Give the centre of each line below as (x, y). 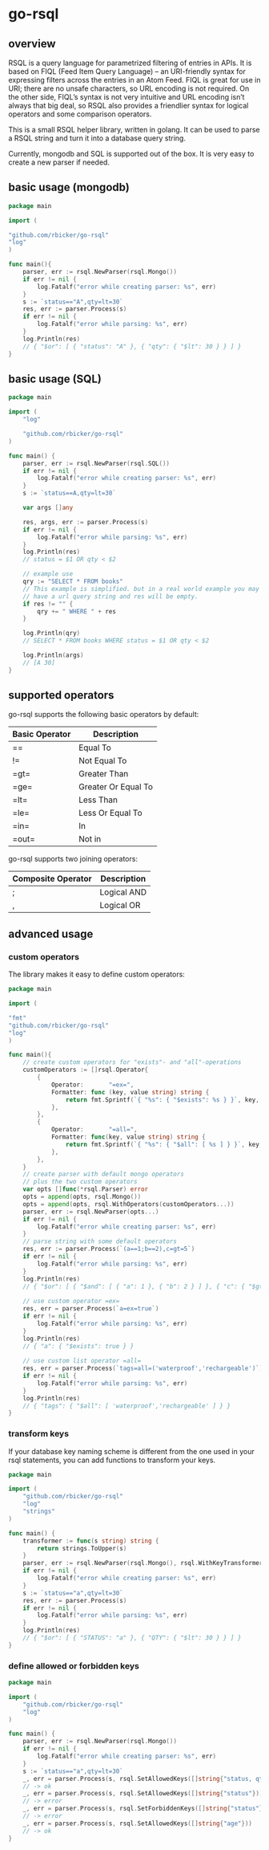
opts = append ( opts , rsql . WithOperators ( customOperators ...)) (128, 1204)
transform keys (39, 1434)
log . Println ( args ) (53, 655)
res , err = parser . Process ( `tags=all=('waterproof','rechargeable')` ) (143, 1369)
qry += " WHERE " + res (76, 611)
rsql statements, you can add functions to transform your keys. (112, 1460)
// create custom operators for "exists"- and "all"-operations (132, 1062)
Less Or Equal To (110, 813)
